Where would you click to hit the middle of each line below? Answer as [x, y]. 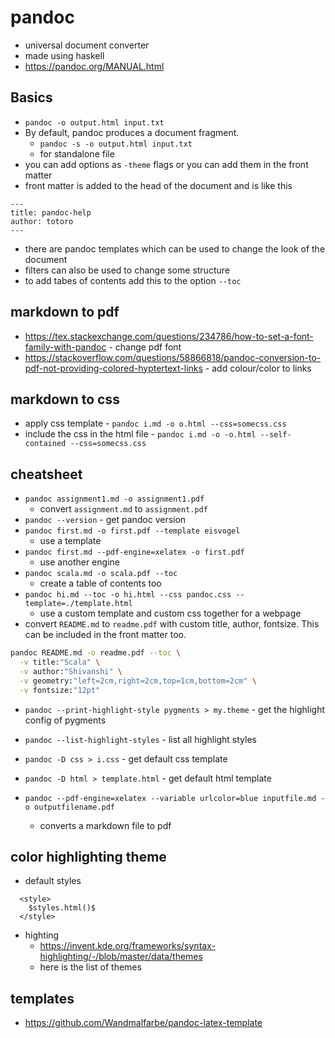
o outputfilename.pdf [69, 807]
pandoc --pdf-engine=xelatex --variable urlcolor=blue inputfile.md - [175, 798]
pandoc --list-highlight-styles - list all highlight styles [140, 739]
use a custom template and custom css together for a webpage [170, 613]
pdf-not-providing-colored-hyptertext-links [113, 368]
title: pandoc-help [51, 212]
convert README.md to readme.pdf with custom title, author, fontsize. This [172, 624]
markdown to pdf [65, 312]
